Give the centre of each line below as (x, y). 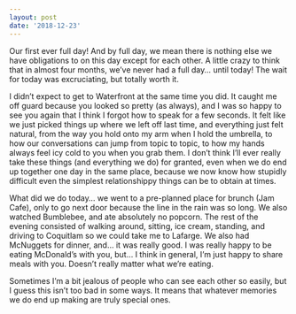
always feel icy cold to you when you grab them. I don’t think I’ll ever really (145, 152)
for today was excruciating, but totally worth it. (94, 79)
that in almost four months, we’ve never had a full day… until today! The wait (148, 69)
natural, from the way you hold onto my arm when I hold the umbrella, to (141, 134)
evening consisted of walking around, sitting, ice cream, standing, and (137, 226)
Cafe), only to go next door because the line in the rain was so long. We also (148, 207)
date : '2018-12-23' (45, 26)
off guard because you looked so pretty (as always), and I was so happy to (145, 105)
